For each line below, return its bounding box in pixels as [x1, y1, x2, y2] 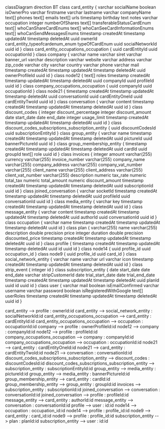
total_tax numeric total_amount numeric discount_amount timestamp [5, 177, 144, 183]
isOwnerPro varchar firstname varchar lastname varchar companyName [5, 9, 151, 15]
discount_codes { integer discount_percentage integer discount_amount [5, 109, 152, 115]
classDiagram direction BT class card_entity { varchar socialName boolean [5, 4, 156, 10]
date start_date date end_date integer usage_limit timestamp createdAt [5, 115, 149, 120]
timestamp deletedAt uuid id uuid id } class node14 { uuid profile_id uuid [5, 246, 151, 252]
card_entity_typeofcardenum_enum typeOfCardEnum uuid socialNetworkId [5, 41, 157, 46]
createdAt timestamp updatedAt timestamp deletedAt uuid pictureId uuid [5, 135, 153, 141]
